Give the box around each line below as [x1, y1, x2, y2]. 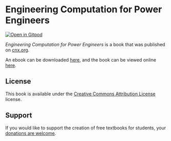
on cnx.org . [5, 47, 30, 53]
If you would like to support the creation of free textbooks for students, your [5, 125, 166, 131]
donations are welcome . [5, 130, 56, 136]
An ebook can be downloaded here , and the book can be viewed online [5, 56, 157, 63]
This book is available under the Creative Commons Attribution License [5, 91, 156, 97]
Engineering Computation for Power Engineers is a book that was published [5, 41, 165, 47]
